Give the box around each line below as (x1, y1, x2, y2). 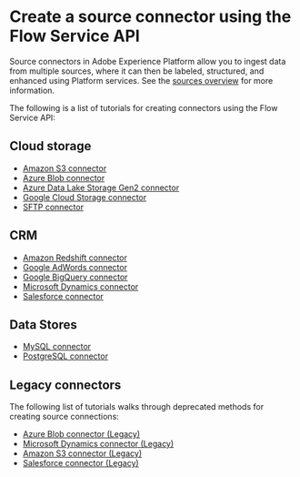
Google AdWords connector (22, 261, 127, 272)
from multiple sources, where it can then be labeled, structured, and (9, 66, 265, 76)
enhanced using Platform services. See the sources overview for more (9, 75, 274, 86)
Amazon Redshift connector (22, 252, 127, 263)
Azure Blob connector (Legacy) (22, 429, 141, 440)
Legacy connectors (9, 377, 122, 392)
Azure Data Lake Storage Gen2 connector (22, 182, 180, 193)
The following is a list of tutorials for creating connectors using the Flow (9, 102, 278, 113)
